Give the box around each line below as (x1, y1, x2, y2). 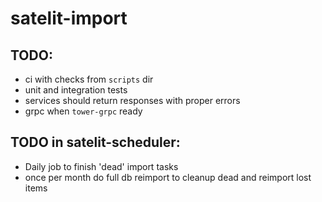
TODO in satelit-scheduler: (10, 134, 181, 151)
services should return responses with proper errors (24, 95, 241, 106)
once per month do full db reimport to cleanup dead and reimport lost (24, 171, 312, 183)
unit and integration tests (24, 84, 128, 96)
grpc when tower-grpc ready (24, 105, 143, 117)
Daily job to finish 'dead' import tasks (24, 160, 179, 172)
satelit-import (10, 7, 128, 30)
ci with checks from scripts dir (24, 73, 154, 85)
